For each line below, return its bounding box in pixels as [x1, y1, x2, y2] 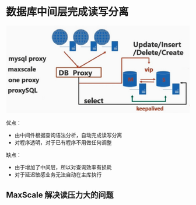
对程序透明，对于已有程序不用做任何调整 [14, 139, 112, 146]
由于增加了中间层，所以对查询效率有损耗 [14, 164, 112, 171]
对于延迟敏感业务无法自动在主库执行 [14, 171, 102, 178]
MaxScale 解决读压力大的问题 [6, 190, 114, 200]
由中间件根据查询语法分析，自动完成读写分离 [14, 132, 123, 139]
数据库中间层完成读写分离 [6, 5, 129, 19]
